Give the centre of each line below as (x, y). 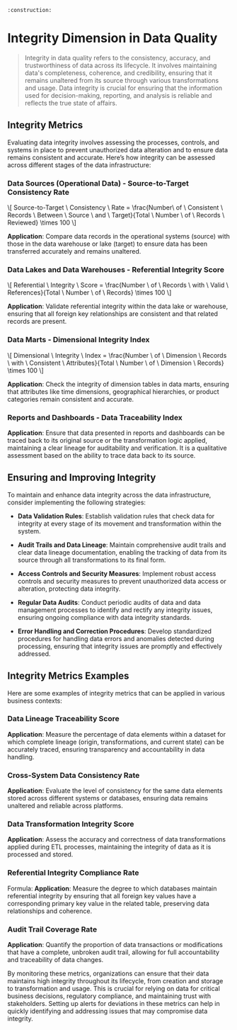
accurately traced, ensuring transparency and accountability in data (106, 749)
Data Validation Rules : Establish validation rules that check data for (116, 516)
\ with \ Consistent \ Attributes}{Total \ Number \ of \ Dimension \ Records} (116, 363)
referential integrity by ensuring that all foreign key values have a (102, 895)
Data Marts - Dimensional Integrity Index (79, 340)
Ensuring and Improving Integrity (82, 478)
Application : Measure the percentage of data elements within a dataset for (117, 734)
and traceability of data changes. (56, 960)
